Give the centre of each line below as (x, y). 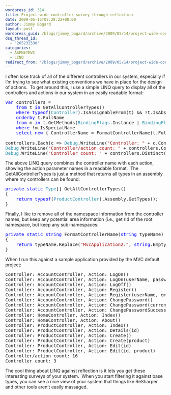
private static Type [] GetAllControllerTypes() (66, 189)
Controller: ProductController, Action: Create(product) (78, 341)
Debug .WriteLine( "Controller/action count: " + (66, 148)
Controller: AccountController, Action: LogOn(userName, (78, 280)
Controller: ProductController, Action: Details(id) (73, 331)
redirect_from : (21, 62)
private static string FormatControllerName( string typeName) (84, 234)
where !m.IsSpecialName (46, 128)
